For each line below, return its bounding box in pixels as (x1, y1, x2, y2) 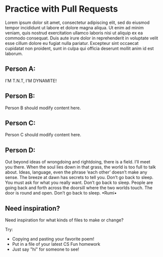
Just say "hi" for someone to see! (12, 246, 79, 252)
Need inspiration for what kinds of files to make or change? (5, 217, 124, 223)
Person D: (5, 146, 36, 154)
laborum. (5, 50, 23, 57)
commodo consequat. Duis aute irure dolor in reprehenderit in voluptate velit (5, 35, 158, 41)
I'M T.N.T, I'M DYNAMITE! (5, 78, 57, 83)
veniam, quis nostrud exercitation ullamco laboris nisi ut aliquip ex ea (5, 30, 143, 36)
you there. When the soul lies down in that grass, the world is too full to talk (5, 164, 156, 170)
